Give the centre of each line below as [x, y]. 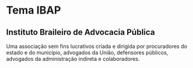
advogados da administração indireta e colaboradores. [73, 59]
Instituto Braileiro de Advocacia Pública [81, 32]
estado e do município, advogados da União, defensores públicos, [87, 53]
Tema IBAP [34, 10]
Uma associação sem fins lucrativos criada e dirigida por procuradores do [97, 46]
